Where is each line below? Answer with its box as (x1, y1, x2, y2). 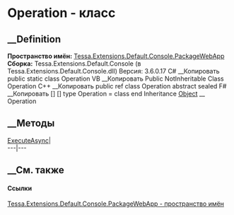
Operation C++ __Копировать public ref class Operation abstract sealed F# (7, 82, 227, 90)
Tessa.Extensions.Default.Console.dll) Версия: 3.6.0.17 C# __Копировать (7, 67, 220, 75)
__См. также (7, 164, 65, 176)
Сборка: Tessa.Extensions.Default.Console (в (7, 59, 141, 68)
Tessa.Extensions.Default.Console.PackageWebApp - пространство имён (7, 199, 225, 208)
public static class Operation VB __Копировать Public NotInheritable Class (7, 74, 224, 83)
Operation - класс (7, 5, 116, 21)
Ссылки (7, 184, 33, 192)
